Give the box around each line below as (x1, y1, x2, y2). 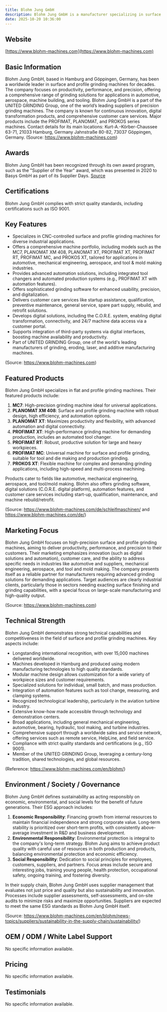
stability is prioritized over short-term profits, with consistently (12, 824, 140, 830)
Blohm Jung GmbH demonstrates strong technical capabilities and (5, 630, 141, 636)
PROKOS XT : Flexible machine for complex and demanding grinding (12, 461, 152, 467)
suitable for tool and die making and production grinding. (12, 455, 129, 462)
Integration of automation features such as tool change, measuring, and (12, 687, 160, 693)
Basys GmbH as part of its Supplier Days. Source (5, 173, 106, 179)
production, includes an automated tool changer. (12, 434, 112, 440)
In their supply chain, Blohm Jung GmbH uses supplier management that (5, 882, 154, 888)
